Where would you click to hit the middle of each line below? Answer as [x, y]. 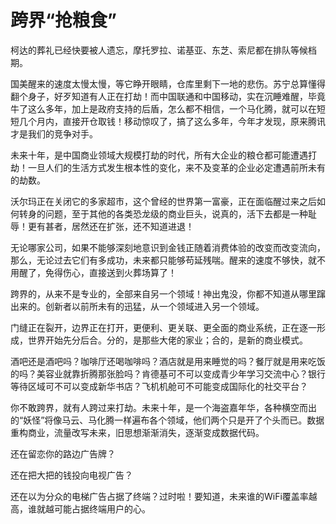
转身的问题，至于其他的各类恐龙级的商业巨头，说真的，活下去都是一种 [163, 213]
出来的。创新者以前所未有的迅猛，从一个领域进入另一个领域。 [137, 306]
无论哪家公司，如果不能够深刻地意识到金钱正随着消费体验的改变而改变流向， [168, 247]
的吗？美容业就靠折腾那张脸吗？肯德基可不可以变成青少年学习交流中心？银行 [168, 373]
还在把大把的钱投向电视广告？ [71, 475]
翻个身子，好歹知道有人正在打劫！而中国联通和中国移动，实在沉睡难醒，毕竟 [168, 96]
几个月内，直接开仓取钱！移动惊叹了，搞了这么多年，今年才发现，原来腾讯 [172, 121]
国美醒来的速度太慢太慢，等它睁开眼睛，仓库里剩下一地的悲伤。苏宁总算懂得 [168, 83]
